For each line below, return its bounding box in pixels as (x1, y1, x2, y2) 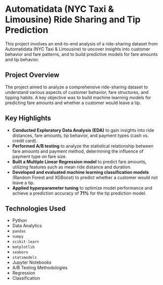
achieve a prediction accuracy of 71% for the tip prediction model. (12, 190, 147, 196)
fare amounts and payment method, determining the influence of (12, 148, 144, 154)
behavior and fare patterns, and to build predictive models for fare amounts (5, 51, 158, 57)
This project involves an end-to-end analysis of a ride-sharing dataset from (5, 41, 158, 46)
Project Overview (5, 71, 60, 80)
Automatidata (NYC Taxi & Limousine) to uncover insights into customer (5, 46, 150, 52)
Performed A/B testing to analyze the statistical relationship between (12, 143, 154, 149)
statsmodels (12, 255, 37, 260)
